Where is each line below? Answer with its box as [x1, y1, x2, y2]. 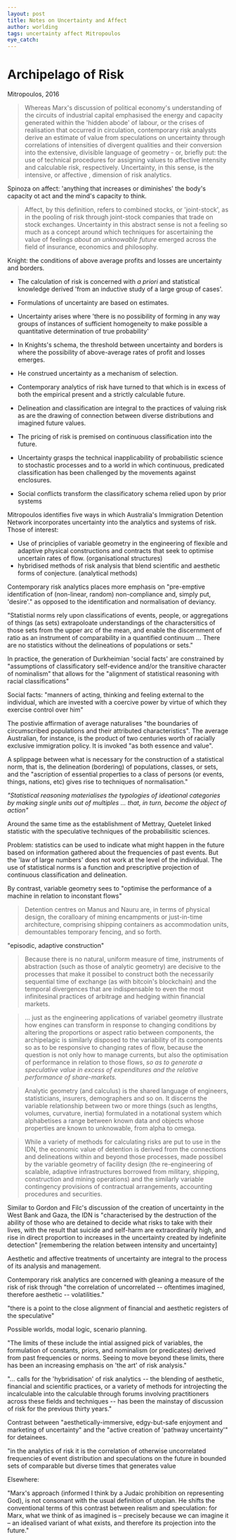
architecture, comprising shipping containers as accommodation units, [24, 920, 229, 929]
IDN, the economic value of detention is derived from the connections [24, 1145, 227, 1154]
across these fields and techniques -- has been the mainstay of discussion [7, 1397, 223, 1406]
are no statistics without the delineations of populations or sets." [7, 641, 193, 650]
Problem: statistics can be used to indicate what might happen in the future [7, 841, 225, 849]
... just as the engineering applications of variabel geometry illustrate [24, 1013, 223, 1022]
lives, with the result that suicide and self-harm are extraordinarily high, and [7, 1226, 226, 1234]
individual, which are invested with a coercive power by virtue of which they [7, 698, 227, 707]
